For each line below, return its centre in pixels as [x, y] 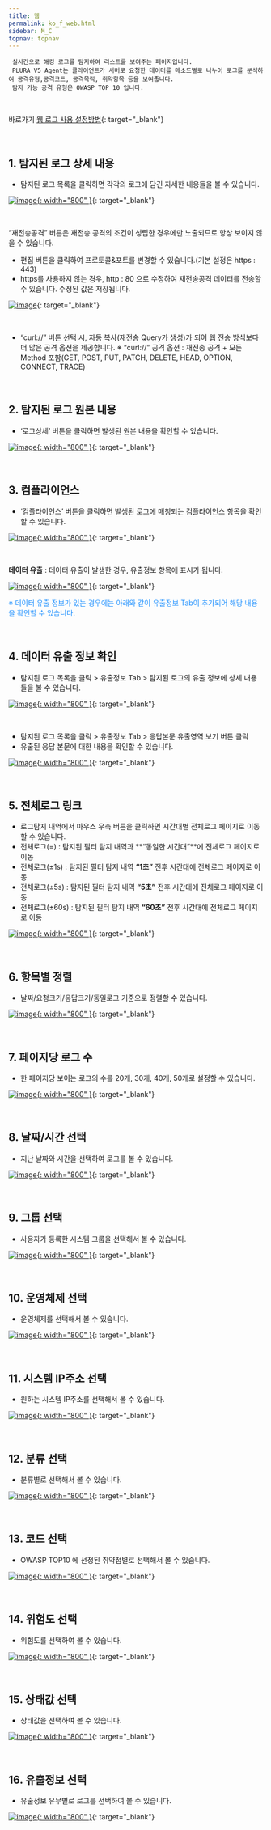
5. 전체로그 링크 [45, 805]
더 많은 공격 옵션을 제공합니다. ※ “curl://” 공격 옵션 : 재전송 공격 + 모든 [131, 348]
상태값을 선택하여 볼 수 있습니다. [71, 1721]
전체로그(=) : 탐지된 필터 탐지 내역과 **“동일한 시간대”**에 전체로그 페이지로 [140, 847]
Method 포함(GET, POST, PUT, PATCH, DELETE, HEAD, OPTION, [126, 358]
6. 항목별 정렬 [40, 977]
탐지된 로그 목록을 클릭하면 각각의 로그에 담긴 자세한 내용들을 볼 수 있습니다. [140, 184]
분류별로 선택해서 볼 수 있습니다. [71, 1480]
